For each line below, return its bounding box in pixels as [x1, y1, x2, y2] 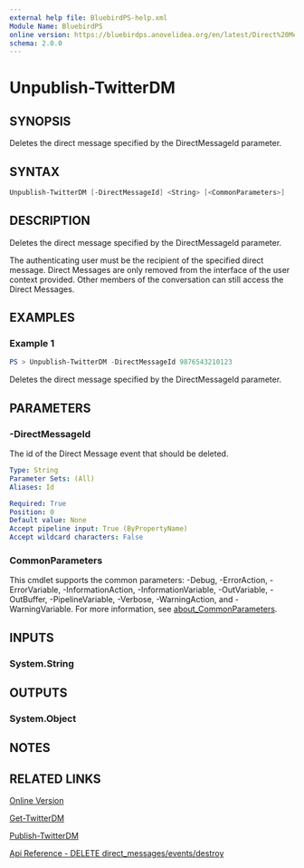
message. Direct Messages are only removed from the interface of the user [9, 264, 290, 275]
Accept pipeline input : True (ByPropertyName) [9, 524, 188, 533]
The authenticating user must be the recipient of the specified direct [9, 255, 264, 266]
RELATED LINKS [9, 771, 101, 786]
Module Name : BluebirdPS [9, 22, 103, 31]
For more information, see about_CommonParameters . [75, 604, 278, 615]
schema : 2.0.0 [9, 38, 63, 48]
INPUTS [9, 629, 54, 645]
